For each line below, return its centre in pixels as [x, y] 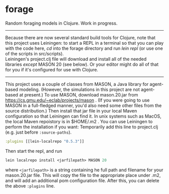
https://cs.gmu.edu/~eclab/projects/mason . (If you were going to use [77, 100]
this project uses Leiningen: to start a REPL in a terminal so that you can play [84, 43]
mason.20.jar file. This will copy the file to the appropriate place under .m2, [83, 175]
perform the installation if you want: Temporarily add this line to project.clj [82, 127]
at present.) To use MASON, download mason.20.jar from [79, 94]
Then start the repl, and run [34, 151]
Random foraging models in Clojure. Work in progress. [61, 23]
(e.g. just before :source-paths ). [38, 132]
